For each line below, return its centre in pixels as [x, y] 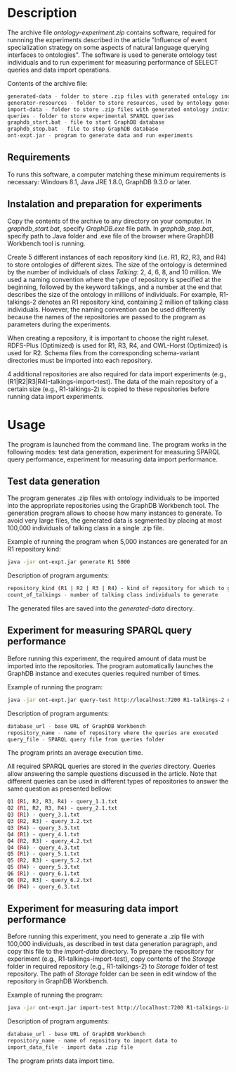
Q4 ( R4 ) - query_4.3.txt [44, 848]
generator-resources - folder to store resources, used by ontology [110, 103]
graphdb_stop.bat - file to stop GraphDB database [83, 129]
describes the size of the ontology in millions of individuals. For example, [112, 294]
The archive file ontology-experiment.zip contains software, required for [112, 32]
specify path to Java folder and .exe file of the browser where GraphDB [111, 236]
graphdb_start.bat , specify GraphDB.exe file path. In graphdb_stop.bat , [111, 228]
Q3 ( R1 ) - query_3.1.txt [44, 815]
